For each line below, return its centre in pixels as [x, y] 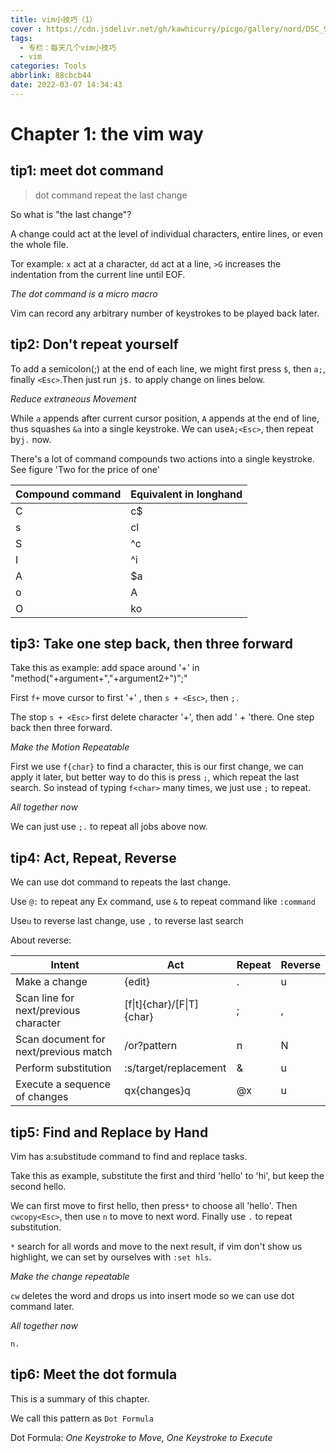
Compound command [68, 494]
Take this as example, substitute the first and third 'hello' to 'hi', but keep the [167, 1175]
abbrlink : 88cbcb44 [51, 76]
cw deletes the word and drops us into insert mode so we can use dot [152, 1295]
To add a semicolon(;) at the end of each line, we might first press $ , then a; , [168, 368]
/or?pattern [151, 1046]
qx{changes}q [157, 1091]
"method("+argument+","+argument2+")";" [99, 678]
